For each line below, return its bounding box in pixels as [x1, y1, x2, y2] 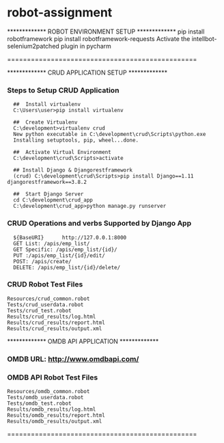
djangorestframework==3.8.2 [7, 179, 87, 186]
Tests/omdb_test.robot [7, 400, 72, 407]
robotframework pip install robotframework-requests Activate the [7, 34, 191, 42]
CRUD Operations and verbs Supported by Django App [7, 219, 192, 228]
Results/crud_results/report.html [7, 319, 106, 326]
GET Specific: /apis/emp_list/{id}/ [13, 246, 117, 253]
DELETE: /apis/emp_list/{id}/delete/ [13, 264, 121, 271]
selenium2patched [7, 42, 59, 50]
